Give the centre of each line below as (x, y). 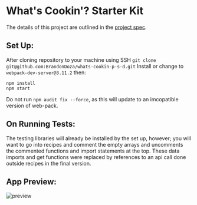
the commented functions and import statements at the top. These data (93, 151)
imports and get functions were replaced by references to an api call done (96, 157)
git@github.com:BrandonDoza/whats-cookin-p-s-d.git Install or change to (95, 66)
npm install (21, 83)
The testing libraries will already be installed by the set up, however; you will (99, 138)
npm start (18, 88)
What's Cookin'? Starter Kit (75, 11)
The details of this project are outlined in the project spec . (76, 27)
